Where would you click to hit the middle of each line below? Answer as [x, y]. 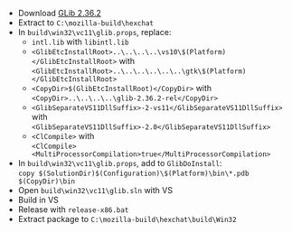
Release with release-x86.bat [73, 210]
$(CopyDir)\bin [47, 182]
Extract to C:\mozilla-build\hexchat [85, 23]
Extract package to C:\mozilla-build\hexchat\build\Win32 [127, 219]
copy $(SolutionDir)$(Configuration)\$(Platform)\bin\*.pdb [133, 173]
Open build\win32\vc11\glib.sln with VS [95, 190]
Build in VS [38, 200]
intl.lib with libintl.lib [80, 42]
